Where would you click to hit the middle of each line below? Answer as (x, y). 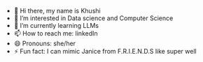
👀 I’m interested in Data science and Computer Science (93, 18)
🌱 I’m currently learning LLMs (56, 25)
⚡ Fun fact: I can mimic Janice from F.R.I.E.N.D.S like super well (105, 51)
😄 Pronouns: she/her (44, 43)
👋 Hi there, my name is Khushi (57, 11)
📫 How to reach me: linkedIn (56, 33)
